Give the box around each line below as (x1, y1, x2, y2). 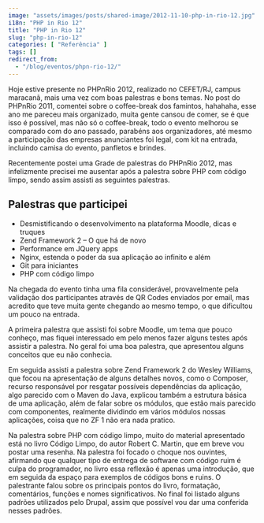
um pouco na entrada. (8, 309, 80, 319)
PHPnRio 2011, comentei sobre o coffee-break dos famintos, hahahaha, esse (8, 101, 257, 110)
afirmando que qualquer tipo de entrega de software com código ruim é (8, 455, 242, 465)
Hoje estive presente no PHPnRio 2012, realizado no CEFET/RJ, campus (8, 84, 241, 94)
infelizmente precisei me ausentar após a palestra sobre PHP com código (8, 166, 247, 176)
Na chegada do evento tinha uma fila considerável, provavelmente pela (8, 284, 239, 294)
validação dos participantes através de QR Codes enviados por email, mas (8, 292, 250, 302)
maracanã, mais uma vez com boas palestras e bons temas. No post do (8, 92, 240, 102)
